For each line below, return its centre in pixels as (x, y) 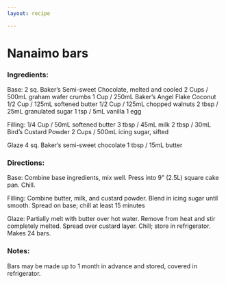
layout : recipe (29, 13)
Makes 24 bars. (29, 233)
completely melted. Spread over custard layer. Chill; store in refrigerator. (109, 226)
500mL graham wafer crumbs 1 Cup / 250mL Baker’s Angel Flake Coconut (112, 97)
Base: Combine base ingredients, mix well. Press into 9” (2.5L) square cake (113, 178)
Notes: (18, 251)
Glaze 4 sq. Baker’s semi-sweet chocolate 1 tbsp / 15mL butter (95, 145)
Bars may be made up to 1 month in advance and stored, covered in (102, 266)
